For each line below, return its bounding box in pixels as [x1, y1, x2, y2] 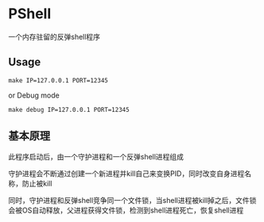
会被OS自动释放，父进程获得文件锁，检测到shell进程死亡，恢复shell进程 [8, 205, 244, 215]
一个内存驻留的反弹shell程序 [8, 32, 101, 41]
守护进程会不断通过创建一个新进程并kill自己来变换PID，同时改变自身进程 [8, 168, 245, 178]
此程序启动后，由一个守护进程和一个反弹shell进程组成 [8, 151, 184, 161]
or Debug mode [8, 90, 60, 100]
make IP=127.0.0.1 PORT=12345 [8, 76, 109, 84]
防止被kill [21, 178, 52, 188]
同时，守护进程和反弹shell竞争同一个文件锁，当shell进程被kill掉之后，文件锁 [8, 195, 257, 205]
